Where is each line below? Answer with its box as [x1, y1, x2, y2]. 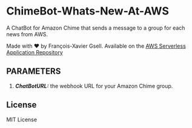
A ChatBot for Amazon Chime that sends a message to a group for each [6, 24, 185, 31]
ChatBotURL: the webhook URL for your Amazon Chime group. [15, 82, 173, 89]
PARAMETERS [6, 66, 61, 77]
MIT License [6, 116, 38, 123]
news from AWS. [6, 30, 48, 37]
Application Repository [6, 48, 64, 56]
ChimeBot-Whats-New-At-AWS [6, 4, 170, 18]
